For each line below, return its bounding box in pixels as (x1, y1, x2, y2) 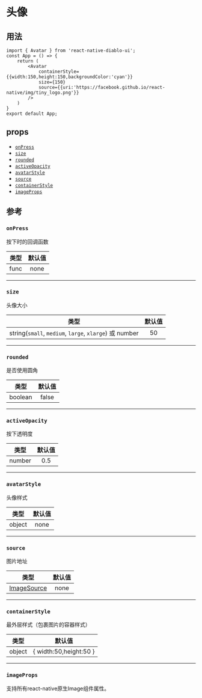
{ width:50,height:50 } (32, 647, 95, 656)
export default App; (6, 111, 58, 117)
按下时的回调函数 (6, 238, 49, 245)
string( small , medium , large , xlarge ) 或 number (9, 329, 139, 337)
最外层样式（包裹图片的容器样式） (6, 621, 91, 628)
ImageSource (9, 584, 47, 592)
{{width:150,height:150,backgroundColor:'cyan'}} (6, 74, 133, 80)
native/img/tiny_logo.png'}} (6, 90, 79, 96)
